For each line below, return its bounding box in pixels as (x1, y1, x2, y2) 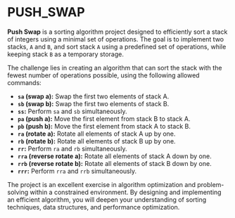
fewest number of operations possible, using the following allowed (7, 71, 200, 79)
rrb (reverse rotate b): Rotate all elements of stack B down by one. (17, 159, 212, 167)
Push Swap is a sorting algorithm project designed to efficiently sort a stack (7, 27, 228, 36)
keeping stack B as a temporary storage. (7, 50, 125, 58)
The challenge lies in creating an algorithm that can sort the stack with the (7, 63, 222, 72)
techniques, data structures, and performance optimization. (7, 203, 180, 211)
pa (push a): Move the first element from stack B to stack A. (17, 114, 191, 123)
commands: (7, 78, 42, 86)
